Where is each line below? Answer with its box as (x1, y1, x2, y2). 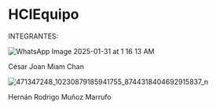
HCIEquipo (8, 5, 79, 24)
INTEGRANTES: (8, 31, 59, 41)
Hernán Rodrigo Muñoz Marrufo (8, 92, 112, 101)
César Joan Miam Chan (8, 61, 85, 71)
